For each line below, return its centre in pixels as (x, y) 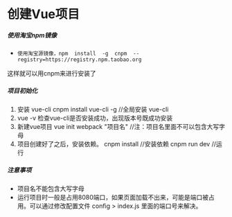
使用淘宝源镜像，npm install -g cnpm (72, 54)
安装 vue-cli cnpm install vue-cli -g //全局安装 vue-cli (93, 110)
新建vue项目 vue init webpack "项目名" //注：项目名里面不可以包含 (112, 127)
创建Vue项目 (44, 14)
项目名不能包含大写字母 (51, 189)
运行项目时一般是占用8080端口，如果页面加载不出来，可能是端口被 (113, 198)
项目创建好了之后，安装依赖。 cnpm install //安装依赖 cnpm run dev (114, 144)
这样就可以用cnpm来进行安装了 (52, 73)
